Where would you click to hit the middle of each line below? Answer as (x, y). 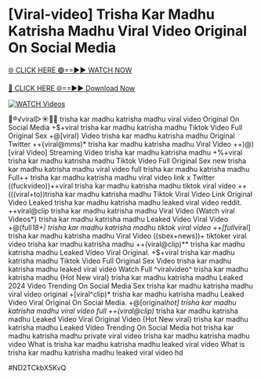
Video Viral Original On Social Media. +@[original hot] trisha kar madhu (122, 302)
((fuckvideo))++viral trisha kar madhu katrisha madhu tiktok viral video (122, 185)
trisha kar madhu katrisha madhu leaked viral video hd (96, 352)
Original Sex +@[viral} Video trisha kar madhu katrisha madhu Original (121, 136)
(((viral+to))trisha (36, 194)
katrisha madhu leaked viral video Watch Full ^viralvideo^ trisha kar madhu (128, 269)
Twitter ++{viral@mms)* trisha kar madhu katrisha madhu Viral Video (120, 144)
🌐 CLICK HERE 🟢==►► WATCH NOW (70, 70)
